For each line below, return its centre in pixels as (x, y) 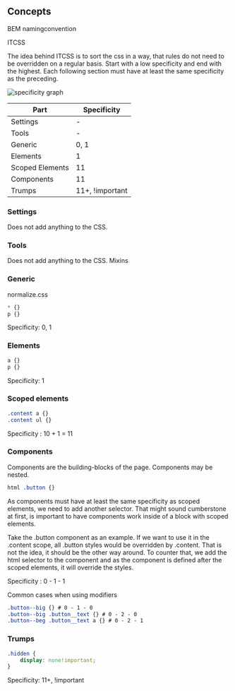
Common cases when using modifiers (62, 595)
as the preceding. (33, 78)
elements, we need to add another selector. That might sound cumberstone (117, 509)
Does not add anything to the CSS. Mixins (68, 261)
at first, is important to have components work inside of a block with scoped (118, 516)
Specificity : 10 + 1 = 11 (40, 433)
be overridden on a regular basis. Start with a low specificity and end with (115, 64)
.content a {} (28, 413)
